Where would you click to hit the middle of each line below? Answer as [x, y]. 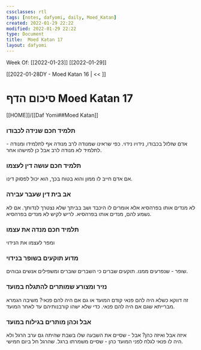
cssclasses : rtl [26, 12]
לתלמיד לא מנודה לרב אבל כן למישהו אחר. [54, 150]
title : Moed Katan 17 [34, 40]
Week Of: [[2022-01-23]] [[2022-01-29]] [56, 62]
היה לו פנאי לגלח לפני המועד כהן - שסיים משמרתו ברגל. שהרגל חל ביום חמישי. [94, 341]
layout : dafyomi [26, 46]
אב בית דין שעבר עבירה [39, 194]
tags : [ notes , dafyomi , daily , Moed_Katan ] [61, 17]
